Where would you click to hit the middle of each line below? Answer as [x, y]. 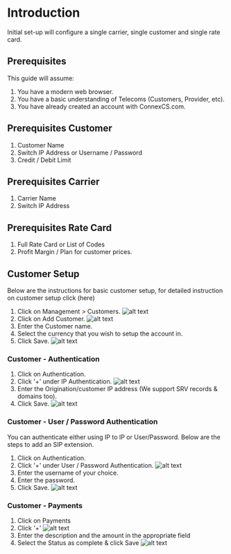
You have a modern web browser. [65, 91]
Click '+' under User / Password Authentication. [85, 465]
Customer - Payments [45, 505]
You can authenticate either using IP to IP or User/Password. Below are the [114, 437]
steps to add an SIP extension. [51, 444]
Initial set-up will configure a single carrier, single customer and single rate [114, 32]
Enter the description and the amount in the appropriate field [104, 535]
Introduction [44, 13]
